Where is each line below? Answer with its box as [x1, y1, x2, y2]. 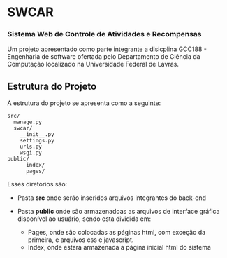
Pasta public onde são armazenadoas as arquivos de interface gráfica [17, 208, 220, 216]
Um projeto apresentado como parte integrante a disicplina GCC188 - [7, 45, 207, 53]
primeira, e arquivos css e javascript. [27, 236, 134, 244]
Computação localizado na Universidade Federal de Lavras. [7, 60, 180, 69]
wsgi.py [20, 149, 42, 156]
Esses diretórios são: [7, 180, 68, 189]
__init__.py [20, 131, 54, 138]
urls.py [20, 143, 42, 151]
